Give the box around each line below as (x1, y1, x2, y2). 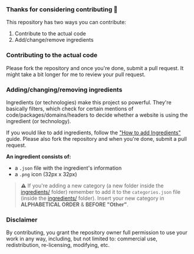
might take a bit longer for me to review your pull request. (6, 71, 146, 78)
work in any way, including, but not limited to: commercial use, (6, 235, 157, 242)
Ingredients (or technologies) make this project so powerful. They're (6, 98, 172, 105)
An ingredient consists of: (6, 153, 71, 160)
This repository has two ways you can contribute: (6, 19, 127, 26)
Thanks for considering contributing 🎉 (6, 5, 118, 14)
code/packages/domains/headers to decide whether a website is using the (6, 111, 188, 118)
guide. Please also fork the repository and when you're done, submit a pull (6, 135, 187, 142)
